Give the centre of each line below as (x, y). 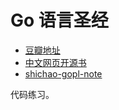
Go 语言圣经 (59, 20)
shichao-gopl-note (63, 73)
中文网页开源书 (55, 62)
